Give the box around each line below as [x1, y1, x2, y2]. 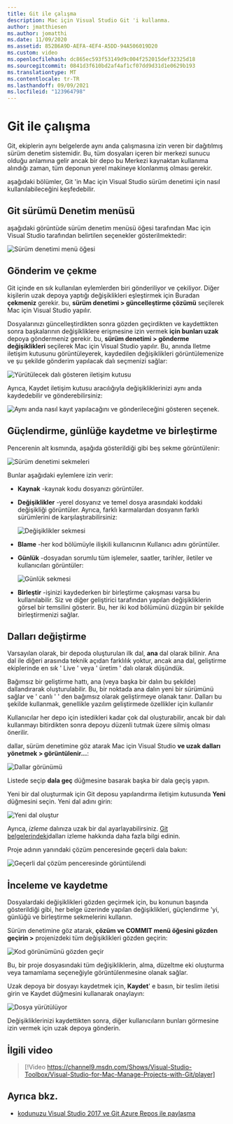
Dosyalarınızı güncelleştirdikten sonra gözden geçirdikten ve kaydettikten [7, 319, 218, 328]
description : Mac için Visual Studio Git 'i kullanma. [7, 17, 171, 24]
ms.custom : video [7, 50, 58, 57]
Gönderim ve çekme [7, 265, 97, 277]
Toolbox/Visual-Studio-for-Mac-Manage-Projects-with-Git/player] [24, 1070, 216, 1079]
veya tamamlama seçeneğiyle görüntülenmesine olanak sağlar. [7, 969, 188, 977]
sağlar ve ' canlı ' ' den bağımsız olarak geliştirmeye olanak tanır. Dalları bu [7, 692, 223, 701]
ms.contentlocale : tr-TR [7, 75, 80, 83]
